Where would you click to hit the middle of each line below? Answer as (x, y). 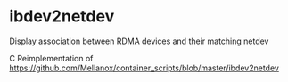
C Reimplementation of (51, 58)
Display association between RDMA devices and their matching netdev (139, 41)
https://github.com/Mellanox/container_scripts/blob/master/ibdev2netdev (144, 68)
